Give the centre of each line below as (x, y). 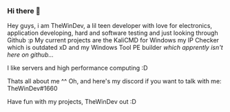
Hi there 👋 (24, 11)
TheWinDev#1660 (32, 89)
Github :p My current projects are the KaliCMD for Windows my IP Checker (113, 40)
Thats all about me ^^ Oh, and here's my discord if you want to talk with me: (114, 81)
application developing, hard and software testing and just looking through (113, 33)
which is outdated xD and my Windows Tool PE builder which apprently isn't (115, 48)
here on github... (30, 55)
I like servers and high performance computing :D (77, 68)
